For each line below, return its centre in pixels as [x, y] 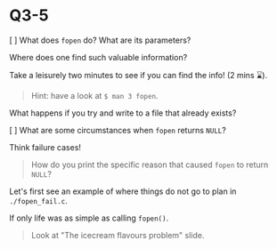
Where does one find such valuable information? [98, 57]
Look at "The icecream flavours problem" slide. [118, 235]
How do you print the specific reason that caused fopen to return [150, 165]
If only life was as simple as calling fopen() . [89, 218]
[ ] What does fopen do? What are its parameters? [100, 40]
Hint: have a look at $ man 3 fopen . [94, 95]
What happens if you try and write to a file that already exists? [123, 113]
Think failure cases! [45, 147]
